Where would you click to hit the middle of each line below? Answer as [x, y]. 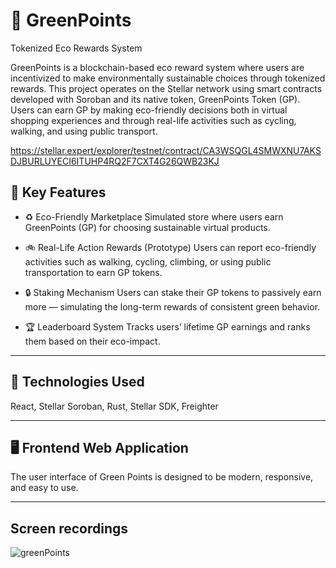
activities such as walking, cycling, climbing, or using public [148, 261]
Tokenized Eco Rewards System [76, 48]
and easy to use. [44, 488]
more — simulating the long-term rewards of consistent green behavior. [172, 306]
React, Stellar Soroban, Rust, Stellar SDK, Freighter [114, 406]
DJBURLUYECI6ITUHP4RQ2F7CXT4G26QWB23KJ [115, 161]
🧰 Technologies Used [77, 382]
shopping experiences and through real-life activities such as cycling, [153, 120]
